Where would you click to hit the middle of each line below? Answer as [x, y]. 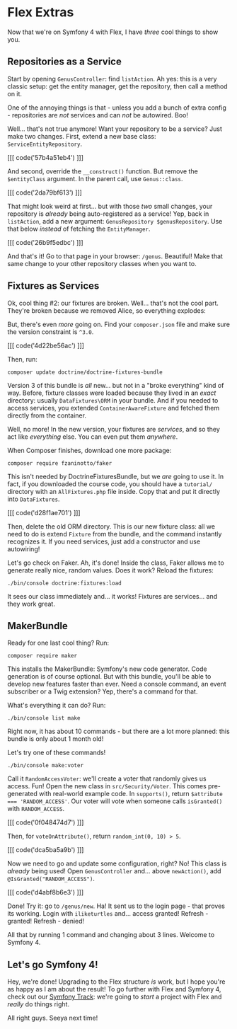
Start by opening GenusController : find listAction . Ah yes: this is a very [112, 79]
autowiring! [24, 548]
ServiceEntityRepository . [45, 144]
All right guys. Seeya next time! [53, 1018]
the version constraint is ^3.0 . [51, 332]
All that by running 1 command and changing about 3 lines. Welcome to [111, 935]
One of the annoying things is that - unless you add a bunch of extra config [117, 108]
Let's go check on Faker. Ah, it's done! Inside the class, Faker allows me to [116, 563]
